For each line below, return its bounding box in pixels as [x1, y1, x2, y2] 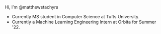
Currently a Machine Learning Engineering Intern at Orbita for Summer [11, 19, 157, 25]
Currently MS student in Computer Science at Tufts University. [11, 14, 140, 19]
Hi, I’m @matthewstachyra [4, 4, 59, 10]
